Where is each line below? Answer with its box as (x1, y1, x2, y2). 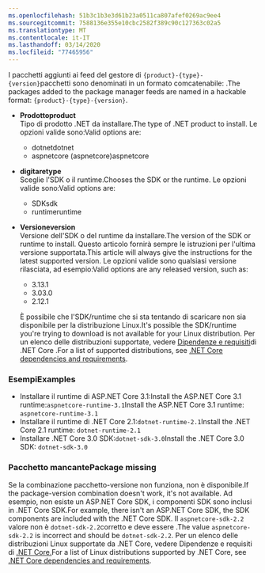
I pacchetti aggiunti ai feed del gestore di (8, 70, 142, 79)
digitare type (19, 167, 62, 176)
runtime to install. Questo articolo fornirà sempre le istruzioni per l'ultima (19, 239, 256, 249)
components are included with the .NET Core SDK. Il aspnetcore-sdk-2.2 (8, 514, 244, 523)
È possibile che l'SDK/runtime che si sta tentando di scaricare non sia (19, 312, 247, 321)
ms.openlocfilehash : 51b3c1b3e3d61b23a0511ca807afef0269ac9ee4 (8, 11, 221, 20)
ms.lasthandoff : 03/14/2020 (8, 41, 101, 49)
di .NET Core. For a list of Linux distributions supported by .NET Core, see (8, 547, 247, 556)
